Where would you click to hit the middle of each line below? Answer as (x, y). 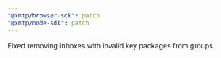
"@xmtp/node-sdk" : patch (48, 23)
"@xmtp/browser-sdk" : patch (54, 15)
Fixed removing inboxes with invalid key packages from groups (110, 45)
